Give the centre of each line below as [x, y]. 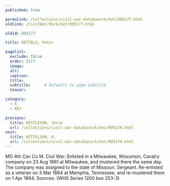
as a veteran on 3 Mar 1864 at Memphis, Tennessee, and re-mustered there [85, 173]
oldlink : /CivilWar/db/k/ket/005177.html [50, 24]
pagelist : [16, 52]
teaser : [18, 90]
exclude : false [26, 57]
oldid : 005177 [20, 33]
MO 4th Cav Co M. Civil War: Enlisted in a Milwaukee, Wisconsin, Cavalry [82, 156]
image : [17, 66]
